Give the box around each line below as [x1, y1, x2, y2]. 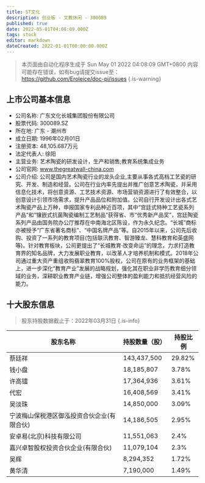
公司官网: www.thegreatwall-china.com [15, 165, 114, 172]
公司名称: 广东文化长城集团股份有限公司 [15, 111, 115, 119]
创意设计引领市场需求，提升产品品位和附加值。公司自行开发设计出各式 [15, 196, 192, 203]
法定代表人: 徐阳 [15, 150, 56, 157]
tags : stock [6, 32, 37, 38]
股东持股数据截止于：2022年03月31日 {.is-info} [21, 317, 140, 324]
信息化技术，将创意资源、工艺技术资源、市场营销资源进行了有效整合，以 [15, 188, 197, 196]
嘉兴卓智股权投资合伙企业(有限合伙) [9, 443, 112, 452]
